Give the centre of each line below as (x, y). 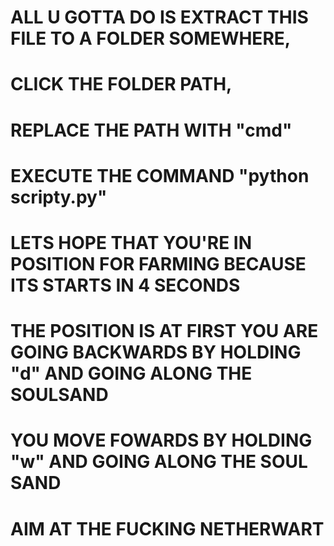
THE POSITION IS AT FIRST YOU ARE (164, 331)
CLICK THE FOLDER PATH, (121, 84)
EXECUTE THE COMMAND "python (160, 175)
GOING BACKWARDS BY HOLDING (156, 352)
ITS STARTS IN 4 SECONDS (125, 285)
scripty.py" (59, 197)
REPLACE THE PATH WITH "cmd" (151, 130)
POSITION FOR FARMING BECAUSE (158, 263)
